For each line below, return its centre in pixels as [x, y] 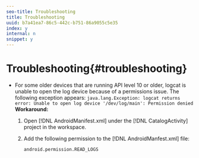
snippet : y [20, 39]
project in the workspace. [55, 127]
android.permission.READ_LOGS [61, 149]
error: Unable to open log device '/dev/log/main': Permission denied [104, 103]
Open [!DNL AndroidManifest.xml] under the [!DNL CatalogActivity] [106, 121]
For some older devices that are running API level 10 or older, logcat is [100, 85]
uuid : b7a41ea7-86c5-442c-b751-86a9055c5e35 [62, 23]
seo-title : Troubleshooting [41, 12]
